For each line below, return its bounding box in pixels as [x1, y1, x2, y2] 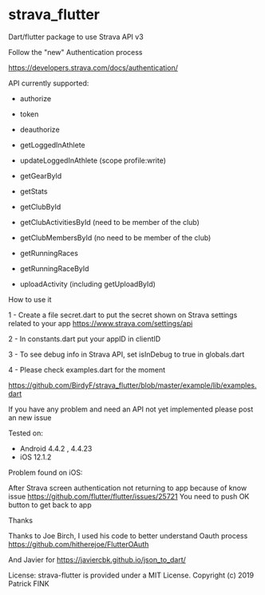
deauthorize [19, 124, 60, 134]
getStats [19, 186, 48, 196]
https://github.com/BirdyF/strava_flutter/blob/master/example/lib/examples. [8, 380, 257, 390]
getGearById [19, 171, 62, 180]
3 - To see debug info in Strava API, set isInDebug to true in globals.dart [8, 349, 245, 359]
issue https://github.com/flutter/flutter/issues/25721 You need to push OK [8, 491, 250, 501]
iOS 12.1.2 [19, 452, 52, 462]
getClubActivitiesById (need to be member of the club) [19, 217, 200, 227]
